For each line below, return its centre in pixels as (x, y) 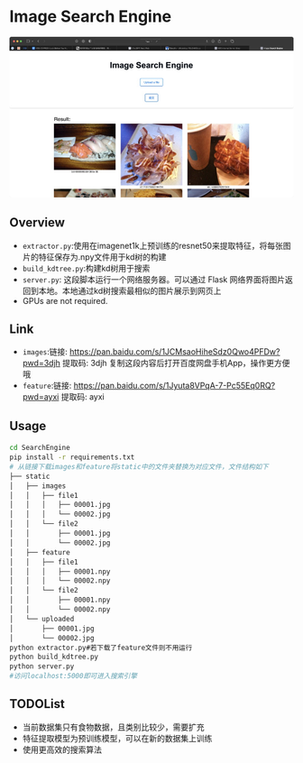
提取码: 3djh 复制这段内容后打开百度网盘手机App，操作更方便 (176, 363)
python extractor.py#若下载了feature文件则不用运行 (101, 648)
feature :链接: (47, 386)
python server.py (42, 666)
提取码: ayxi (83, 397)
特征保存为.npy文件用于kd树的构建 (102, 257)
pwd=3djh (41, 363)
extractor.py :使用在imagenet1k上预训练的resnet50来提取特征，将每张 (153, 245)
